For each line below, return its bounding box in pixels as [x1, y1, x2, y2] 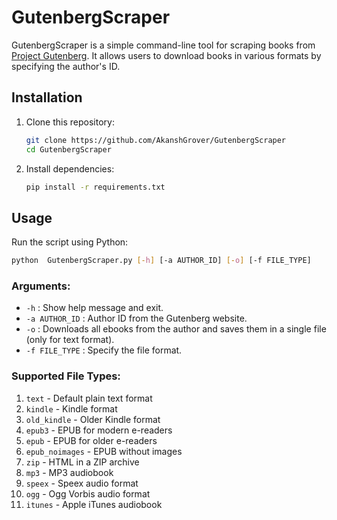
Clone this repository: [25, 116, 115, 128]
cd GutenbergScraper [25, 144, 112, 155]
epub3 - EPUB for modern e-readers [25, 424, 173, 436]
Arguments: [11, 279, 71, 293]
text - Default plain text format [25, 392, 153, 404]
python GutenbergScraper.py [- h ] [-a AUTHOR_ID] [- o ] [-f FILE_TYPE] [11, 256, 312, 266]
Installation [11, 89, 83, 106]
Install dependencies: [25, 162, 115, 175]
